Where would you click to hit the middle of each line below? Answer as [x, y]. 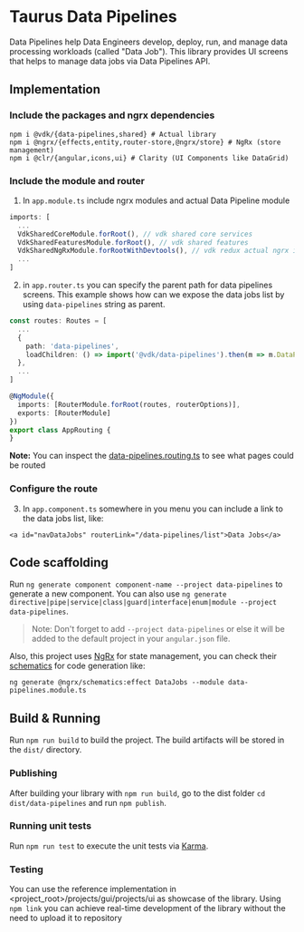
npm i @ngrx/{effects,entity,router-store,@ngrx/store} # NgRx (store [145, 142]
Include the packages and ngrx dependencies [112, 115]
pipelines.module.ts [48, 691]
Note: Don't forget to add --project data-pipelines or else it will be [158, 629]
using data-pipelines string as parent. [94, 305]
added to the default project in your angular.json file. [131, 639]
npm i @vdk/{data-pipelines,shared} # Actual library [113, 134]
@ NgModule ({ [32, 396]
